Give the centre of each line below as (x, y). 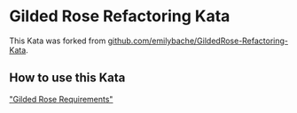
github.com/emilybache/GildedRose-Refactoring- (198, 41)
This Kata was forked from (58, 41)
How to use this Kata (67, 78)
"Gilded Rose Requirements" (61, 99)
